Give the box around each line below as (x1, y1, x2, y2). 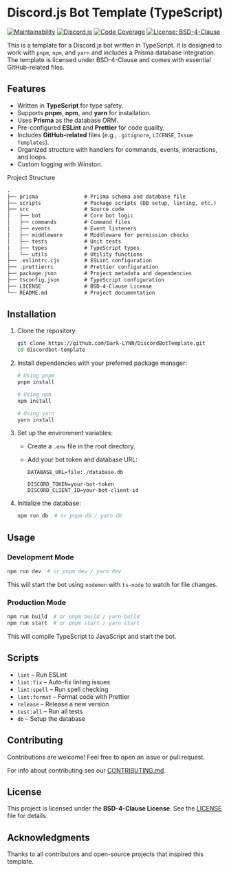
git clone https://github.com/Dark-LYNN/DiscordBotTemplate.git (17, 340, 206, 347)
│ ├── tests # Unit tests (7, 238, 122, 245)
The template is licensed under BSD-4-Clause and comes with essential (7, 55, 211, 63)
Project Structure (7, 173, 56, 181)
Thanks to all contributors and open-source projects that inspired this (7, 850, 204, 858)
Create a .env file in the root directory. (27, 442, 135, 450)
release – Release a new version (17, 700, 109, 708)
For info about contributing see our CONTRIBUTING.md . (7, 766, 166, 774)
